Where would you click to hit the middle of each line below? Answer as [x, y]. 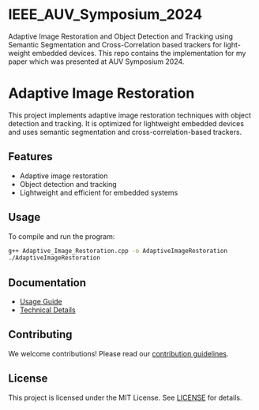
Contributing [40, 335]
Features [30, 157]
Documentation [47, 283]
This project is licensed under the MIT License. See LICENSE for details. [125, 397]
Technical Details [48, 310]
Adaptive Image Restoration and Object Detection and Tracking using [121, 36]
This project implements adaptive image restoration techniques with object [129, 115]
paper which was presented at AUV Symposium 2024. [96, 61]
